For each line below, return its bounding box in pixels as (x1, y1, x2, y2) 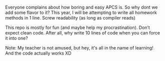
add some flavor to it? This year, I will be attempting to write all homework (5, 9, 157, 15)
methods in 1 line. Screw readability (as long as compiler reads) (5, 15, 136, 20)
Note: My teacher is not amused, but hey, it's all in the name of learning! (5, 45, 153, 50)
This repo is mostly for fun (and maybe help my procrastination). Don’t (5, 24, 150, 30)
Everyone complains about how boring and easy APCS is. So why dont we (5, 4, 158, 10)
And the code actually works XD (5, 50, 71, 56)
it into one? (5, 35, 28, 41)
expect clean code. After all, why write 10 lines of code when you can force (5, 30, 160, 35)
